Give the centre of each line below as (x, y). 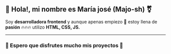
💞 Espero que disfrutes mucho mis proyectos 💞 (64, 45)
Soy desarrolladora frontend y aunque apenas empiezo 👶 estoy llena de (81, 21)
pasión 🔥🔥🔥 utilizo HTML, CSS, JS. (43, 27)
